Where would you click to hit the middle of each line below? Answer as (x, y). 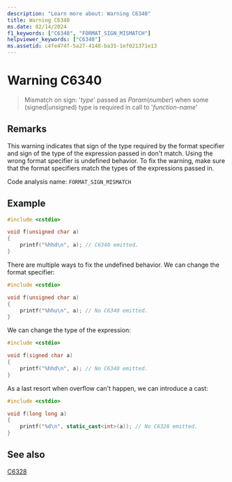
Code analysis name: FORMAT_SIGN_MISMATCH (69, 181)
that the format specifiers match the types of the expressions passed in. (111, 168)
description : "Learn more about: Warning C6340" (79, 14)
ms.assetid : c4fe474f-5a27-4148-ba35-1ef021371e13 (82, 46)
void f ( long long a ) (37, 414)
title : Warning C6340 (39, 20)
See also (26, 454)
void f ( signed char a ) (40, 356)
